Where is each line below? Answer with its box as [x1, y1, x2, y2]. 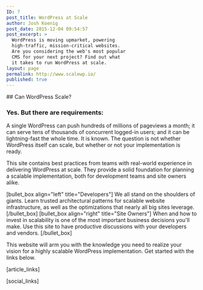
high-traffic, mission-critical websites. [12, 43, 121, 49]
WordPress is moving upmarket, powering [12, 37, 115, 43]
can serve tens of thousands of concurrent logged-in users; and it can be [6, 129, 190, 136]
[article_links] [6, 266, 41, 273]
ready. [6, 148, 22, 155]
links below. [6, 254, 36, 261]
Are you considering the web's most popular [12, 49, 126, 55]
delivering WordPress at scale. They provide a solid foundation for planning [6, 166, 195, 174]
